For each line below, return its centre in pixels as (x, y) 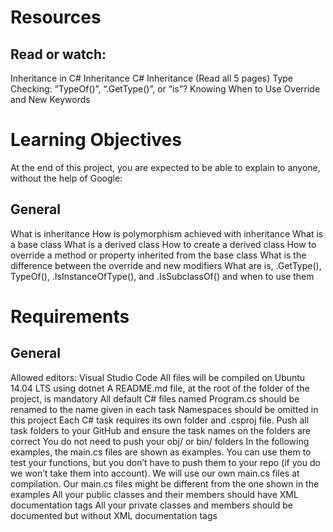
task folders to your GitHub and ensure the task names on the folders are (161, 430)
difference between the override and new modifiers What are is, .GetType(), (166, 265)
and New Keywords (50, 99)
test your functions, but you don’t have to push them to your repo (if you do (165, 462)
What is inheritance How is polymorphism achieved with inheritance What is (167, 233)
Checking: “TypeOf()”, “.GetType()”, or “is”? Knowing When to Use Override (165, 89)
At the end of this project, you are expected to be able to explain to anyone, (165, 167)
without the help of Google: (66, 178)
